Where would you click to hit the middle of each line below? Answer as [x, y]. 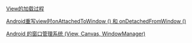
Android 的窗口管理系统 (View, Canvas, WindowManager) [76, 34]
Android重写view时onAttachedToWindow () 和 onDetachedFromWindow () [96, 21]
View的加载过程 [25, 9]
